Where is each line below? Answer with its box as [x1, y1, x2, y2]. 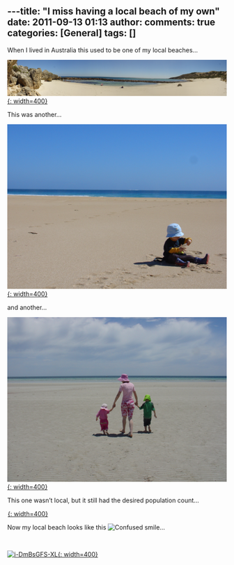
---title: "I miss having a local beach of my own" [7, 6, 221, 17]
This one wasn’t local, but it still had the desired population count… [7, 496, 200, 504]
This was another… [7, 111, 62, 119]
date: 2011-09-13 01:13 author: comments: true [7, 17, 216, 29]
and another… [7, 303, 47, 312]
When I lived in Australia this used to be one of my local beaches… [7, 45, 198, 54]
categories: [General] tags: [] [7, 27, 136, 39]
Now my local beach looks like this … [7, 523, 166, 532]
